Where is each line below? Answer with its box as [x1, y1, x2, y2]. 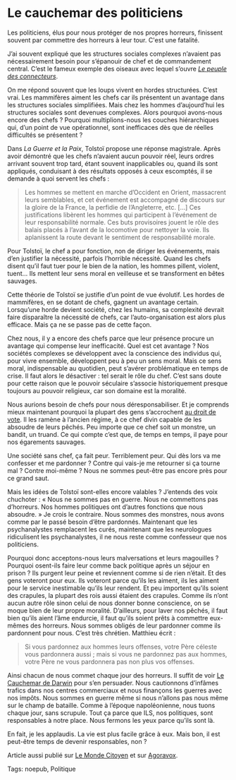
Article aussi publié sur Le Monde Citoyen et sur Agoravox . [7, 750, 178, 760]
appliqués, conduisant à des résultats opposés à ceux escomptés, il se [7, 167, 213, 175]
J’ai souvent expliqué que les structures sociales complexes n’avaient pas [7, 49, 221, 58]
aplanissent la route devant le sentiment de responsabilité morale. [24, 233, 216, 241]
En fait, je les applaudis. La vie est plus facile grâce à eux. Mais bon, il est [7, 729, 221, 738]
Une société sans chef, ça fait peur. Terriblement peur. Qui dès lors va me [7, 451, 221, 460]
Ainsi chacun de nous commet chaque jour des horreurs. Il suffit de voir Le [7, 671, 224, 679]
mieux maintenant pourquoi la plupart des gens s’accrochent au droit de [7, 407, 216, 416]
